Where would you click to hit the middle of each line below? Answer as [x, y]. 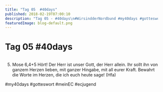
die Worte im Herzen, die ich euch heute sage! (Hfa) [64, 75]
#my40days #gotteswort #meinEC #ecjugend [50, 84]
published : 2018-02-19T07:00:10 [38, 14]
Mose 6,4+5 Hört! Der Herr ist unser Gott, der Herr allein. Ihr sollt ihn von [85, 65]
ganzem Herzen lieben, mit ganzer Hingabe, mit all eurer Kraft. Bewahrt [83, 70]
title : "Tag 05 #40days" [31, 9]
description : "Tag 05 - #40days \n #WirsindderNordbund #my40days [71, 18]
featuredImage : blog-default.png [39, 23]
